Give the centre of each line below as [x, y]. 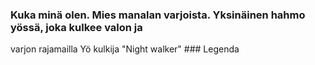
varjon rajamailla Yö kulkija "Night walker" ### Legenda [125, 49]
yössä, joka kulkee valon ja [76, 27]
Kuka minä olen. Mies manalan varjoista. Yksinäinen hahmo [158, 15]
